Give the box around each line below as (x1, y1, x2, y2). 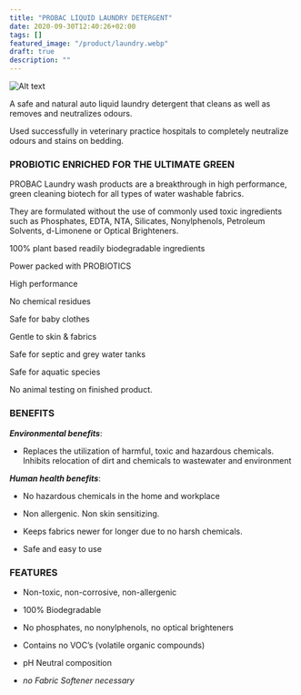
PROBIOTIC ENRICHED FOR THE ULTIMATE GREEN (9, 158, 235, 170)
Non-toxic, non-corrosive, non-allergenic (22, 587, 177, 598)
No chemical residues (9, 296, 91, 307)
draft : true (9, 47, 55, 56)
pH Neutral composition (22, 657, 112, 668)
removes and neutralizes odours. (9, 108, 133, 118)
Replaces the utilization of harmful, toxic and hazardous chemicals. (22, 445, 275, 456)
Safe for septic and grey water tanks (9, 349, 146, 360)
